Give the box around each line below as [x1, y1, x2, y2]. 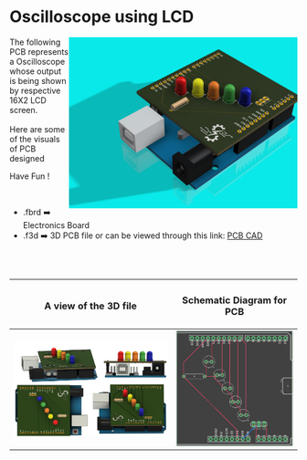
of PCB [9, 143, 37, 154]
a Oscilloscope [9, 56, 66, 67]
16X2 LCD [9, 94, 48, 106]
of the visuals [9, 133, 61, 144]
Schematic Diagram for [182, 294, 288, 307]
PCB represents [9, 46, 69, 57]
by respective [9, 85, 61, 96]
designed [9, 152, 46, 163]
